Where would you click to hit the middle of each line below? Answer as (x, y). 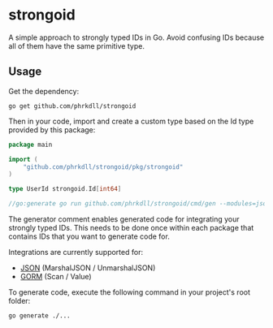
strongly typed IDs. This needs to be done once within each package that (131, 228)
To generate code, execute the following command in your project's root (129, 292)
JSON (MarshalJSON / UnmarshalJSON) (88, 268)
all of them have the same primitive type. (76, 45)
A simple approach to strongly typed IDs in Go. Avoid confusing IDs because (136, 37)
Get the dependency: (44, 91)
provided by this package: (52, 129)
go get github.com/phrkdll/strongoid (72, 106)
